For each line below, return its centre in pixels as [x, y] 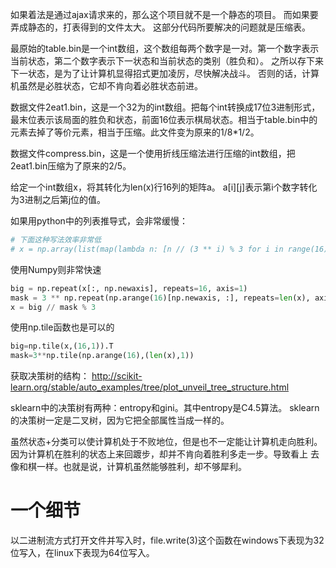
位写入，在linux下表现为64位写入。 [82, 553]
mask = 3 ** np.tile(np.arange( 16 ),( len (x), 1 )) [102, 356]
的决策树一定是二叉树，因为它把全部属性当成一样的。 [120, 420]
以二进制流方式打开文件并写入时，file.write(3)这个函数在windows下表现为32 [167, 540]
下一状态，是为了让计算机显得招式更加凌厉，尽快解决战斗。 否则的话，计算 [165, 73]
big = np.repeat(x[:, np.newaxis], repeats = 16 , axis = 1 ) [129, 288]
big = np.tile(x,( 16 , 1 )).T [62, 346]
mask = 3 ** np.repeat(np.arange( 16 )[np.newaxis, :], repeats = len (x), [160, 298]
